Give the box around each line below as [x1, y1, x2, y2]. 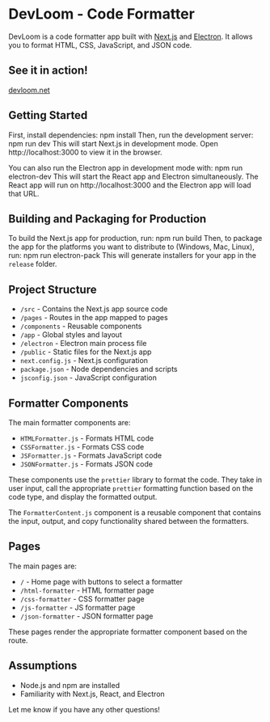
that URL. [8, 188, 40, 198]
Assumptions [8, 659, 78, 673]
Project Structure [8, 282, 97, 296]
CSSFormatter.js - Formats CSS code [19, 442, 145, 451]
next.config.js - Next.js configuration [19, 356, 148, 365]
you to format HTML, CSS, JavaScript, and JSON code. [8, 40, 192, 49]
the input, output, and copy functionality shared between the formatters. [8, 517, 249, 526]
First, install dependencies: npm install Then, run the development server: [8, 130, 254, 140]
